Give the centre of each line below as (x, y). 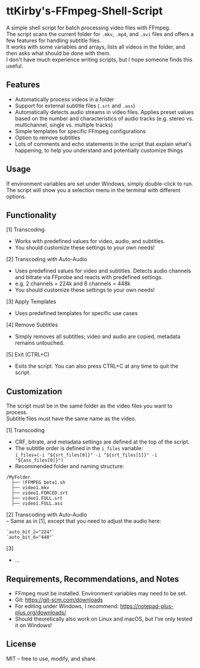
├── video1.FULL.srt (37, 498)
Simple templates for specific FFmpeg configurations (80, 131)
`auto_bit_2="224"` (31, 532)
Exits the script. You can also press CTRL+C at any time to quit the (96, 366)
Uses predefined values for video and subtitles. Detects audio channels (103, 271)
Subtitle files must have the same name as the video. (71, 419)
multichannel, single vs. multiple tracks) (64, 125)
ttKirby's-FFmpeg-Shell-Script (84, 11)
